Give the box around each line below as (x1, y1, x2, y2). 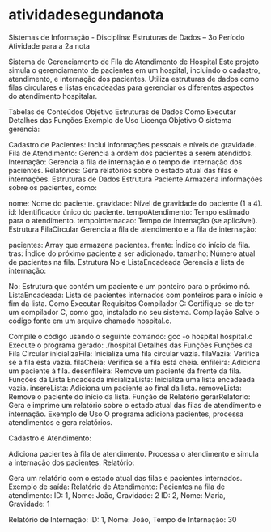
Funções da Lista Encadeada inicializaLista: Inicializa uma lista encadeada (8, 374, 255, 384)
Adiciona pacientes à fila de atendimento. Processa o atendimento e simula (8, 449, 259, 458)
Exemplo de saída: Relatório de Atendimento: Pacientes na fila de (8, 482, 225, 492)
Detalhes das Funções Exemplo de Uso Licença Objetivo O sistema (8, 115, 232, 125)
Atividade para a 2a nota (8, 40, 91, 50)
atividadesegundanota (8, 6, 164, 24)
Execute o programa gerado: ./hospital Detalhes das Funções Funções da (8, 340, 253, 350)
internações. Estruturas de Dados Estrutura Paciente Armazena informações (8, 174, 263, 184)
